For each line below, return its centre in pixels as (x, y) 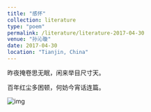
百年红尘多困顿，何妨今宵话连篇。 (56, 87)
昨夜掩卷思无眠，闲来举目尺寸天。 (56, 73)
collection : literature (42, 20)
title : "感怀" (27, 13)
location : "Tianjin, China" (48, 53)
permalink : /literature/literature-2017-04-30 (76, 33)
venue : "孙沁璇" (29, 39)
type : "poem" (26, 26)
